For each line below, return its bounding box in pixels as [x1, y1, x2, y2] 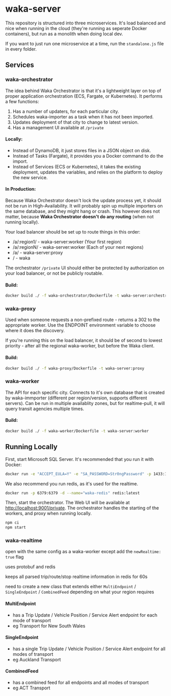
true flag [5, 554, 24, 560]
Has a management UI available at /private [12, 124, 104, 130]
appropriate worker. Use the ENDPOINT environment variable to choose [5, 322, 156, 328]
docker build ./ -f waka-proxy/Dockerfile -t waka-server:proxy [5, 366, 145, 371]
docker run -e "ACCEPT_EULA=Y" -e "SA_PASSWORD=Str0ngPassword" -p [5, 471, 152, 476]
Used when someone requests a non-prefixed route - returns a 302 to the [5, 316, 160, 323]
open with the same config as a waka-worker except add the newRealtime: [5, 548, 161, 555]
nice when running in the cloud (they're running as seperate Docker [5, 25, 148, 31]
